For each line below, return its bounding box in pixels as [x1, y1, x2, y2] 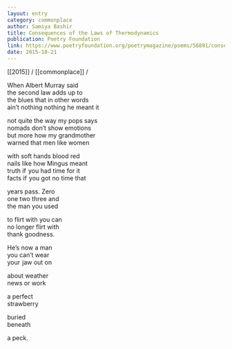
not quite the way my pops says [7, 116, 98, 124]
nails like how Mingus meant [7, 159, 88, 167]
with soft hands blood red [7, 151, 80, 160]
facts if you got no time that [7, 173, 86, 182]
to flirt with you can [7, 215, 62, 223]
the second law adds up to [7, 88, 83, 97]
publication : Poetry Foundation [7, 36, 100, 43]
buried [7, 312, 26, 321]
